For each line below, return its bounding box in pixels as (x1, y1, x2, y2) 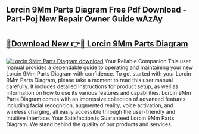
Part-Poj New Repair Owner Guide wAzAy (6, 14, 163, 24)
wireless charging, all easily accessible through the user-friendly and (6, 108, 176, 115)
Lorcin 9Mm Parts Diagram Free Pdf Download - (6, 5, 186, 15)
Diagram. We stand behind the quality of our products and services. (6, 121, 173, 127)
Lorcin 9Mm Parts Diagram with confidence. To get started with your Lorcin (6, 70, 192, 77)
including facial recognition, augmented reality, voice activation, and (6, 102, 174, 109)
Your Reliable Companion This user (104, 58, 191, 64)
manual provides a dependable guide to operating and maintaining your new (6, 64, 194, 71)
